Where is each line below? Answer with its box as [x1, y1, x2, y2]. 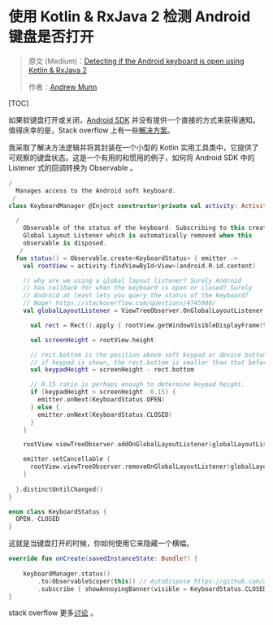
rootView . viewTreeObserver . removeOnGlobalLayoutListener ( [29, 462, 231, 471]
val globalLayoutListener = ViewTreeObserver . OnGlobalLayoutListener [23, 306, 264, 315]
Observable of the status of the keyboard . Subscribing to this [23, 224, 245, 232]
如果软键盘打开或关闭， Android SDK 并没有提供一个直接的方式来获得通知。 [8, 115, 260, 124]
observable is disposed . [23, 239, 107, 248]
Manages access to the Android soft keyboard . [15, 186, 176, 195]
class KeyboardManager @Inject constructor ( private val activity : [8, 202, 238, 210]
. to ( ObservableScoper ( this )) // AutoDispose [37, 577, 191, 585]
